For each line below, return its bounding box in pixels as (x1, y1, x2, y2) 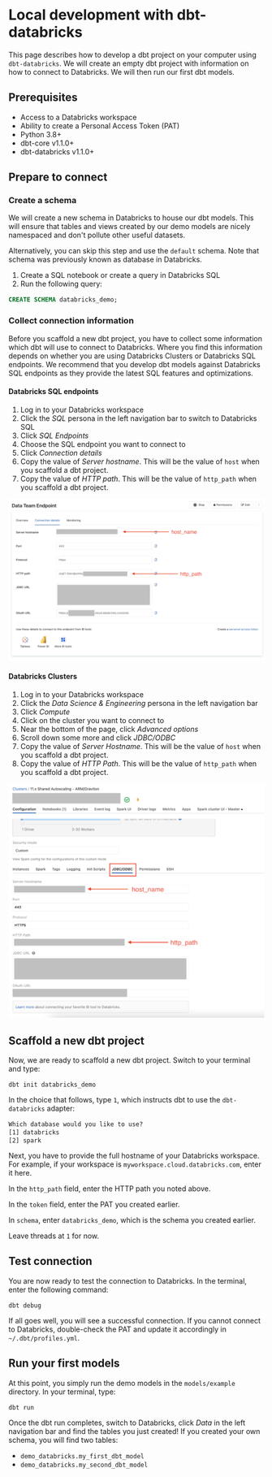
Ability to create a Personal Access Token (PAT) (19, 120, 180, 131)
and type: (8, 1063, 41, 1073)
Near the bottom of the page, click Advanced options (19, 724, 199, 734)
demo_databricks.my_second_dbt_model (19, 1461, 149, 1469)
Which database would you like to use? (8, 1120, 144, 1128)
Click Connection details (19, 448, 103, 457)
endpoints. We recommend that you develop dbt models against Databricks (8, 359, 261, 369)
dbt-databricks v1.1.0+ (19, 146, 95, 156)
